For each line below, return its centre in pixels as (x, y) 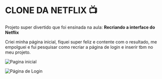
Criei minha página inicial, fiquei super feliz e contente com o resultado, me (81, 42)
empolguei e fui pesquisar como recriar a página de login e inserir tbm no (79, 47)
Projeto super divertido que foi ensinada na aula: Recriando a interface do (80, 27)
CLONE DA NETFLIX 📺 (51, 10)
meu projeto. (18, 52)
